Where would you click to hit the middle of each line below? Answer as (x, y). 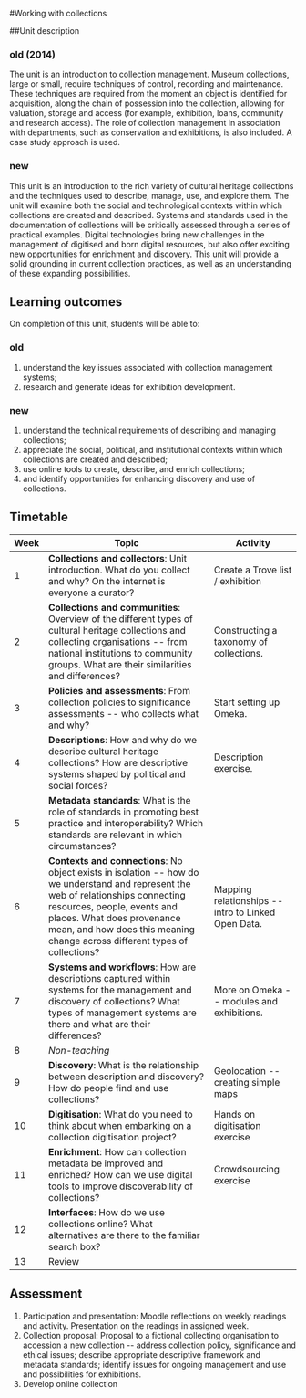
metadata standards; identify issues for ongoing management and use (154, 1364)
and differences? (85, 676)
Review (64, 1261)
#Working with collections (58, 13)
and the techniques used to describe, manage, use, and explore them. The (149, 195)
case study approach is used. (65, 142)
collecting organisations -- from (118, 641)
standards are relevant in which (116, 835)
